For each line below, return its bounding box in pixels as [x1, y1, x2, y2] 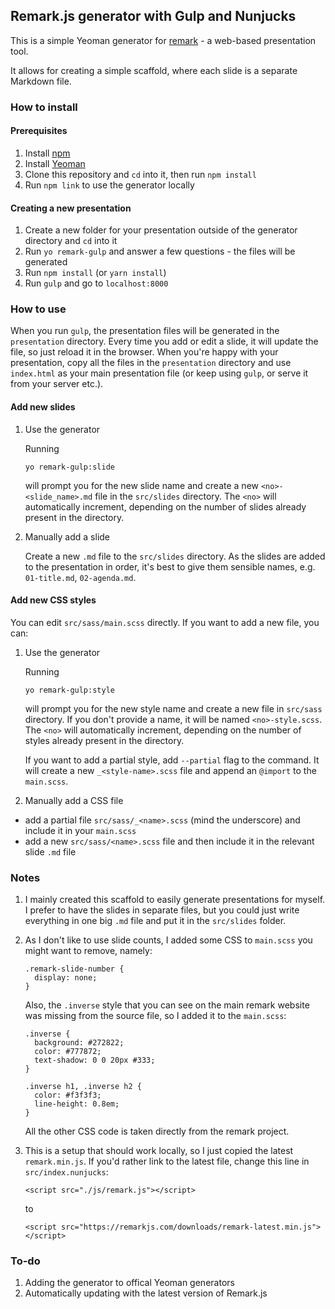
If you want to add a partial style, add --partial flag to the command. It [24, 754, 320, 766]
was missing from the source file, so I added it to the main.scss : [24, 1010, 287, 1022]
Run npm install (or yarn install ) [24, 267, 167, 279]
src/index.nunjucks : [24, 1166, 109, 1178]
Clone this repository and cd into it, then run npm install [24, 168, 257, 180]
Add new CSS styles [10, 594, 97, 606]
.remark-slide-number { [24, 964, 125, 974]
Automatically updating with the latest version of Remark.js [24, 1287, 268, 1299]
